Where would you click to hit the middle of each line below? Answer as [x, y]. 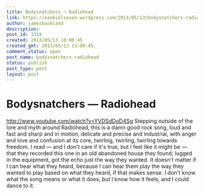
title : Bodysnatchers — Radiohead [50, 12]
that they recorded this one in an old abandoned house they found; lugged [99, 153]
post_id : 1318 [24, 35]
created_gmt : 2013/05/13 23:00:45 [50, 46]
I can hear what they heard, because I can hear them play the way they [95, 166]
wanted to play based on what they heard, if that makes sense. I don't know [101, 173]
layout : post [23, 74]
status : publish [27, 63]
